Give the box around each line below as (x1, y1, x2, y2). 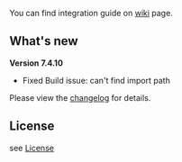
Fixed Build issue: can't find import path (22, 75, 171, 85)
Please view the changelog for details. (9, 92, 151, 103)
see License (9, 142, 54, 153)
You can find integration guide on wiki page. (9, 8, 173, 18)
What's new (9, 33, 78, 49)
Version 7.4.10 (9, 58, 63, 68)
